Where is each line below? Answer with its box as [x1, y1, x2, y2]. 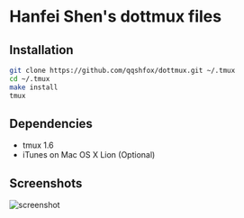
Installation [9, 42, 74, 58]
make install [9, 83, 59, 92]
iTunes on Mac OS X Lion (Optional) [22, 150, 156, 160]
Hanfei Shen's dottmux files [9, 6, 222, 27]
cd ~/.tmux [9, 74, 50, 83]
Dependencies [9, 115, 93, 132]
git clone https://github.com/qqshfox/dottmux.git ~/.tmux [9, 66, 236, 75]
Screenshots [9, 176, 83, 191]
